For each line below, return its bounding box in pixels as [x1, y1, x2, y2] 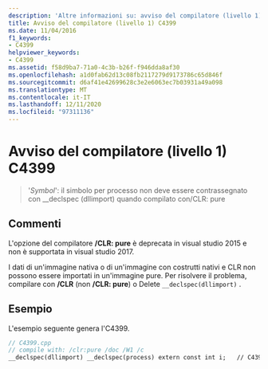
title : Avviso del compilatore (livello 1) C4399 [8, 19, 177, 27]
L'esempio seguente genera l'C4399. [8, 324, 130, 333]
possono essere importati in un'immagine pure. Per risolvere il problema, [8, 270, 247, 280]
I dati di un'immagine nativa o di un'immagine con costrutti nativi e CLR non [8, 262, 257, 272]
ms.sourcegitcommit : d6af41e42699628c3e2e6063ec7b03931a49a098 [8, 78, 223, 86]
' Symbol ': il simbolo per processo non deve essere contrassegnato [27, 185, 248, 195]
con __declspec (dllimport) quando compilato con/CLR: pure [27, 194, 226, 203]
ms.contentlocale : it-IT [8, 93, 91, 101]
